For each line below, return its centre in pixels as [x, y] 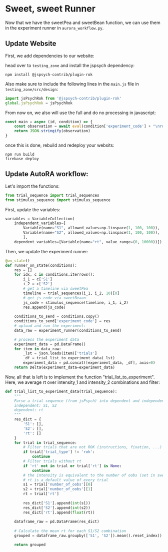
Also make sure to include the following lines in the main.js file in [72, 84]
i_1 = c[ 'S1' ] [38, 279]
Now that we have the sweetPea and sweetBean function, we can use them [83, 23]
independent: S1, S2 [35, 405]
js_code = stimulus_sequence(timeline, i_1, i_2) [76, 303]
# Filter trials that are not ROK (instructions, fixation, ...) [93, 447]
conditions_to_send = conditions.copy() [57, 317]
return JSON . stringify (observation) [52, 131]
